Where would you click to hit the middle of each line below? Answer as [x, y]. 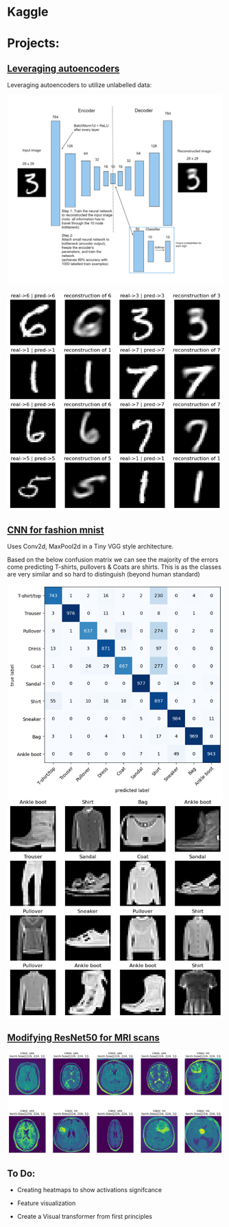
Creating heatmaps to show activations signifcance [89, 1190]
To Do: [21, 1173]
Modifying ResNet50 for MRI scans [83, 1037]
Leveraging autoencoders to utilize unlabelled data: [80, 85]
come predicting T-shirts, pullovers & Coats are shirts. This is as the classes [114, 567]
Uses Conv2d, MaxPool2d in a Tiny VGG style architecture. [90, 546]
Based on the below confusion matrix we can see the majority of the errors [113, 560]
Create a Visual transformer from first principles [85, 1217]
